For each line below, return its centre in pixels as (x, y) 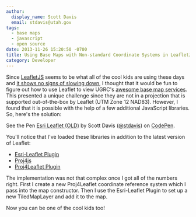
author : (15, 11)
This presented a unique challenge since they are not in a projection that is (96, 95)
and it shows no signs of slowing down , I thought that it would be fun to (92, 83)
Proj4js (23, 160)
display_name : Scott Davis (44, 17)
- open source (28, 44)
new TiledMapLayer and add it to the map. (57, 197)
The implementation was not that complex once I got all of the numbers (92, 178)
